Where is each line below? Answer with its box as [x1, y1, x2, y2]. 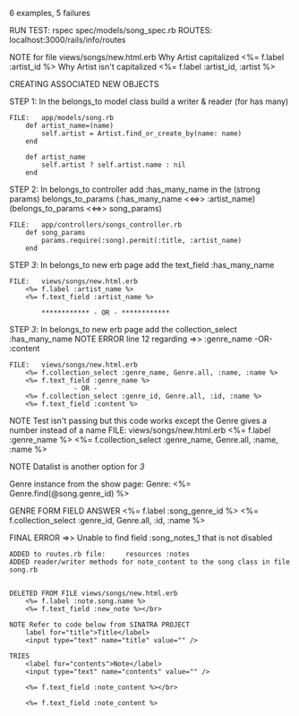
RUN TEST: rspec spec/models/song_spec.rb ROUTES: [9, 25, 213, 35]
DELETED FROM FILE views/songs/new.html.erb [9, 589, 178, 598]
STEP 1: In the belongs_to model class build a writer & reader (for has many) [9, 96, 289, 107]
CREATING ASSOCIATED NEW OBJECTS [9, 79, 159, 89]
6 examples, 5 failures [9, 8, 91, 18]
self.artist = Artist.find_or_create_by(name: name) [41, 129, 243, 138]
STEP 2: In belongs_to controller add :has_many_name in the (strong [9, 184, 261, 194]
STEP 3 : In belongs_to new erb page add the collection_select [9, 324, 237, 334]
